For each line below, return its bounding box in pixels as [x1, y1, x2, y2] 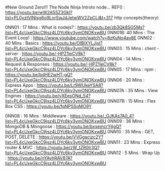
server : [5, 51, 21, 57]
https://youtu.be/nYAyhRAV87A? [7, 155, 73, 161]
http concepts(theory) [114, 15, 159, 20]
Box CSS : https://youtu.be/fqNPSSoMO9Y [5, 104, 92, 109]
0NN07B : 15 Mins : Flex [107, 98, 156, 104]
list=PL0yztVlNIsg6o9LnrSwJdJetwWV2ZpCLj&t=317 [5, 15, 113, 20]
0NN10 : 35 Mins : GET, [107, 129, 155, 134]
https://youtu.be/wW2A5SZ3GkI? [5, 9, 73, 15]
